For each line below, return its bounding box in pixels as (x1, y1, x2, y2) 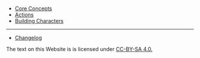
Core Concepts (14, 5, 52, 12)
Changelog (14, 35, 42, 41)
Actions (14, 11, 34, 18)
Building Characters (14, 18, 64, 24)
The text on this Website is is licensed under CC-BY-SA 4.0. (6, 46, 153, 52)
